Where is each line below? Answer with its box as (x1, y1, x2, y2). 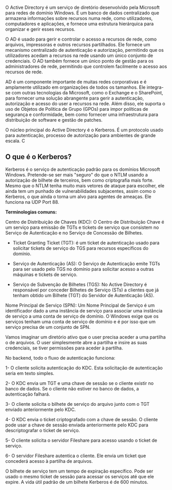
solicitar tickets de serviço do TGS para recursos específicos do (12, 245, 149, 251)
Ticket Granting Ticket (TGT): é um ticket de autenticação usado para (12, 240, 160, 246)
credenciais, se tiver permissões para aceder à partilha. (5, 345, 123, 351)
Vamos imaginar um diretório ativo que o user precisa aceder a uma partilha (5, 334, 166, 340)
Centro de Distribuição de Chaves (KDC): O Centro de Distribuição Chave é (5, 219, 164, 225)
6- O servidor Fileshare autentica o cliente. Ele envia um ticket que (5, 453, 146, 459)
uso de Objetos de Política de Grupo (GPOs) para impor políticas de (5, 106, 148, 112)
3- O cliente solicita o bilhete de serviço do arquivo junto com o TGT (5, 401, 150, 407)
